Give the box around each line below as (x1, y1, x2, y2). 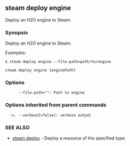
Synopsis (5, 29, 28, 36)
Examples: (5, 50, 26, 56)
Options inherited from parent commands (5, 101, 107, 108)
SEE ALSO (5, 124, 30, 131)
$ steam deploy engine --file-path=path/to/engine (5, 59, 111, 64)
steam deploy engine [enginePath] (5, 68, 76, 73)
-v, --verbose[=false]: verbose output (9, 113, 92, 118)
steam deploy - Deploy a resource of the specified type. (12, 135, 127, 141)
